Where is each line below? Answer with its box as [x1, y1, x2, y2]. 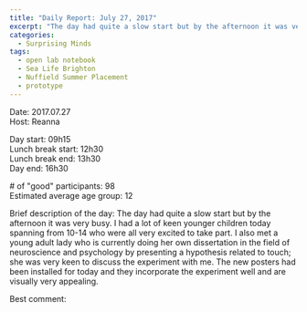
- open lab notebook [17, 56, 96, 65]
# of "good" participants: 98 [9, 180, 116, 192]
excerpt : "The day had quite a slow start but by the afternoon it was [9, 22, 288, 31]
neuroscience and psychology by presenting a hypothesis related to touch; [9, 246, 291, 257]
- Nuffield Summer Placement [17, 73, 129, 82]
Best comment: [9, 293, 67, 304]
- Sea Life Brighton [17, 65, 96, 74]
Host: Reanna [9, 116, 61, 127]
